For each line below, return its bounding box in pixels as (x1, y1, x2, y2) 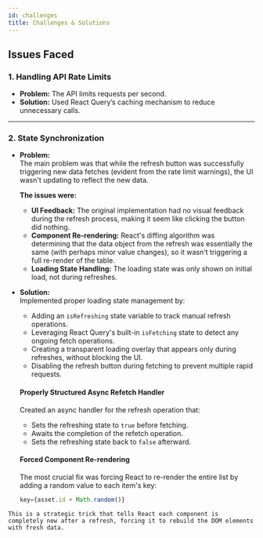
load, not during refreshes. (31, 272, 117, 282)
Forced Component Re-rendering (19, 455, 131, 464)
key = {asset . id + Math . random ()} (19, 496, 125, 503)
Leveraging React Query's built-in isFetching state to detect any (31, 328, 240, 337)
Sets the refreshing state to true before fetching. (31, 420, 189, 430)
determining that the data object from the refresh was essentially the (31, 239, 253, 249)
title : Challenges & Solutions (8, 19, 110, 27)
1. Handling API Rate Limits (8, 71, 112, 82)
